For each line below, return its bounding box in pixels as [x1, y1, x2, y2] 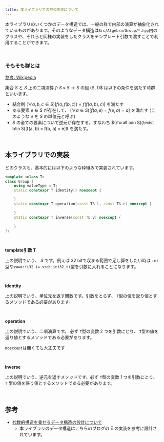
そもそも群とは [5, 62, 41, 69]
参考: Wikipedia [5, 74, 36, 80]
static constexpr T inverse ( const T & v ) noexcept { [14, 215, 121, 220]
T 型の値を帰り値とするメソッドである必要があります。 [5, 380, 115, 386]
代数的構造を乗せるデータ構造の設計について [12, 420, 102, 425]
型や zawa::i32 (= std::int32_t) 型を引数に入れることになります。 [5, 264, 139, 270]
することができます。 [9, 40, 52, 45]
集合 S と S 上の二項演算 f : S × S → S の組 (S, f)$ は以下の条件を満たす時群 [5, 84, 155, 90]
